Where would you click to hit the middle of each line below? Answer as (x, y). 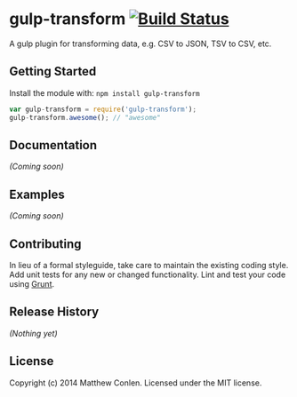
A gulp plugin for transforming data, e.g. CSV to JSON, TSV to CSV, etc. (140, 44)
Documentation (53, 145)
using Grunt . (32, 283)
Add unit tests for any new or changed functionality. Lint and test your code (148, 274)
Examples (37, 194)
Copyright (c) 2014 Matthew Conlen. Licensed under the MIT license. (136, 383)
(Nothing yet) (33, 333)
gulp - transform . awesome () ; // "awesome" (85, 117)
